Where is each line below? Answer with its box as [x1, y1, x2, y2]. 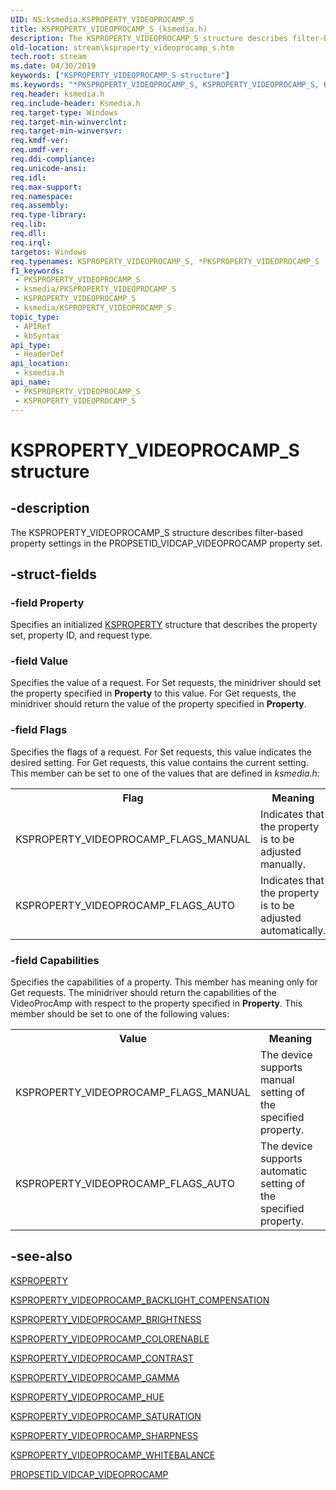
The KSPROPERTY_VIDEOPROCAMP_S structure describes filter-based [10, 526, 303, 538]
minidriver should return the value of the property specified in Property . [10, 698, 307, 710]
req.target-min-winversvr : [10, 126, 123, 136]
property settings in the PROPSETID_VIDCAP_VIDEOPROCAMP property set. [10, 537, 323, 549]
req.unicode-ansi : [10, 163, 87, 173]
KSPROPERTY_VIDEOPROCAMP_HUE [10, 1391, 165, 1403]
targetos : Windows [10, 247, 87, 257]
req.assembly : [10, 201, 70, 211]
